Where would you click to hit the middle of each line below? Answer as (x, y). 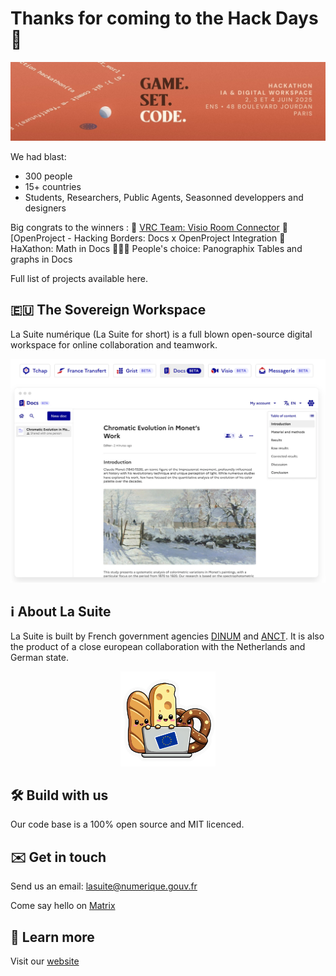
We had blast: (38, 156)
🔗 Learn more (52, 937)
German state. (39, 658)
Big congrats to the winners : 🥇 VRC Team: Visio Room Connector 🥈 (149, 227)
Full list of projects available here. (79, 278)
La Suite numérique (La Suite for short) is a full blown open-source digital (161, 334)
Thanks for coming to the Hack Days (164, 18)
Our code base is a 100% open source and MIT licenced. (127, 824)
